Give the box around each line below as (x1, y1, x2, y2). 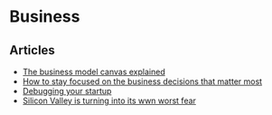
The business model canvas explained (22, 66, 165, 77)
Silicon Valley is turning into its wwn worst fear (22, 95, 197, 106)
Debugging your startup (22, 86, 112, 96)
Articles (9, 43, 56, 58)
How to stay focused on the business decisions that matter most (22, 76, 263, 87)
